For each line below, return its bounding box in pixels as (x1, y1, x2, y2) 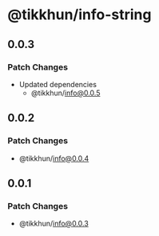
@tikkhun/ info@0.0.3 (18, 218, 89, 229)
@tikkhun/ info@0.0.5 (30, 88, 101, 98)
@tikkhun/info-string (7, 6, 152, 24)
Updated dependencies (18, 79, 97, 89)
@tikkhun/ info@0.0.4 (18, 154, 89, 163)
